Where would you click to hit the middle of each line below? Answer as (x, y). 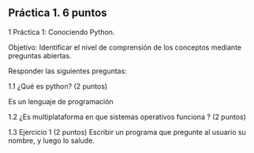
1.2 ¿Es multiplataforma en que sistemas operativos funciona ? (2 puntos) (127, 117)
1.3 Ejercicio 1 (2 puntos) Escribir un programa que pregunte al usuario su (127, 132)
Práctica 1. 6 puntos (58, 13)
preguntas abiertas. (40, 55)
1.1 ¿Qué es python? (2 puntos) (58, 86)
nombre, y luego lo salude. (51, 140)
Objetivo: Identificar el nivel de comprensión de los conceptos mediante (125, 47)
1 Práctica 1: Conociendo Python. (62, 32)
